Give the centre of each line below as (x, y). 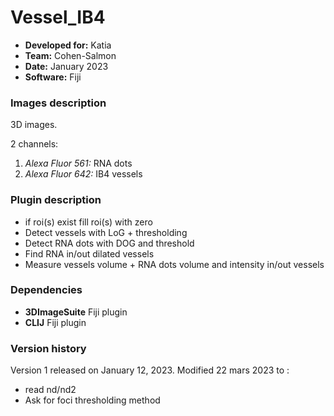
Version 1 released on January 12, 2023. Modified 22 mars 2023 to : (150, 370)
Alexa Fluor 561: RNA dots (78, 163)
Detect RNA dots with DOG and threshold (109, 243)
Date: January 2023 (66, 66)
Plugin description (56, 200)
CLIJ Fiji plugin (55, 322)
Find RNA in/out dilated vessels (89, 253)
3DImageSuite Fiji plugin (76, 312)
